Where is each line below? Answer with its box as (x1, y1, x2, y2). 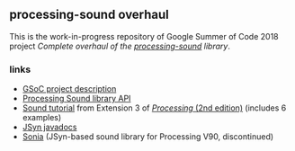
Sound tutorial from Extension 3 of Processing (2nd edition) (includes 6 (22, 102, 287, 113)
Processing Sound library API (22, 93, 131, 104)
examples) (22, 112, 62, 123)
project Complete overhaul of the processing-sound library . (9, 40, 231, 51)
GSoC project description (22, 84, 117, 94)
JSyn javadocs (22, 121, 77, 133)
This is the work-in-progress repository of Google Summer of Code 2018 (9, 31, 279, 41)
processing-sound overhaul (9, 7, 169, 22)
